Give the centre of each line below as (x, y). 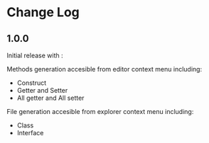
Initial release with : (35, 55)
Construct (32, 83)
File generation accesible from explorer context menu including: (100, 111)
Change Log (43, 12)
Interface (30, 133)
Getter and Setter (42, 90)
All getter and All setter (50, 98)
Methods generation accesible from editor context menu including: (104, 69)
